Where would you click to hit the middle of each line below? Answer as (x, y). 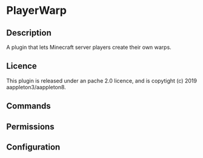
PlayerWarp (36, 11)
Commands (29, 106)
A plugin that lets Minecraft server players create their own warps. (89, 47)
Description (29, 33)
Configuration (33, 147)
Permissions (30, 126)
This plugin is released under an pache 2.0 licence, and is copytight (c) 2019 (101, 81)
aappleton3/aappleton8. (36, 87)
